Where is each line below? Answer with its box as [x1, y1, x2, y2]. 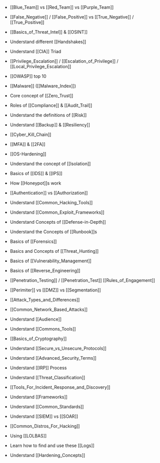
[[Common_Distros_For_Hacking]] [9, 423, 80, 429]
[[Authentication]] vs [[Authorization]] [9, 190, 88, 196]
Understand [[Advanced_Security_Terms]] [9, 355, 96, 361]
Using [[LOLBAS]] [9, 433, 47, 438]
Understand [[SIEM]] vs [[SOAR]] [9, 413, 78, 419]
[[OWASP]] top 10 [9, 73, 46, 79]
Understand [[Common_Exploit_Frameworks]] [9, 209, 104, 215]
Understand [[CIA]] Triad [9, 49, 61, 54]
